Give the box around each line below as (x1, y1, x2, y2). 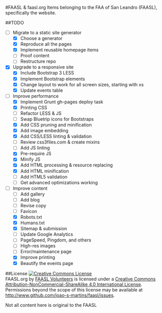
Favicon (20, 208, 37, 214)
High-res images (20, 243, 56, 249)
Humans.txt (20, 220, 45, 226)
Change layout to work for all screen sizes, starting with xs (20, 81, 144, 87)
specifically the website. (5, 10, 57, 16)
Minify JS (20, 156, 41, 162)
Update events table (20, 87, 63, 93)
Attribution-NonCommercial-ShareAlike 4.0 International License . (5, 281, 143, 287)
